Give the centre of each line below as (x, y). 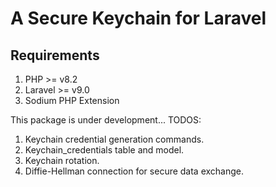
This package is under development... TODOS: (106, 120)
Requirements (55, 55)
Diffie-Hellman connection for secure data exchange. (134, 171)
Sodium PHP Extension (72, 100)
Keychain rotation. (62, 160)
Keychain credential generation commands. (114, 139)
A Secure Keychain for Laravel (138, 18)
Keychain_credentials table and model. (104, 150)
